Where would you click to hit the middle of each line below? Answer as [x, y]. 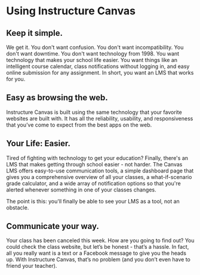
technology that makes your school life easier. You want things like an [92, 60]
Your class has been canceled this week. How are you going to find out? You [100, 240]
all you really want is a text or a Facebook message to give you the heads [96, 253]
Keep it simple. [34, 33]
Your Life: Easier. [38, 143]
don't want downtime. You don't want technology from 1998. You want [93, 54]
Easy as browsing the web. [57, 98]
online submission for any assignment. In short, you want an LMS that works [100, 72]
